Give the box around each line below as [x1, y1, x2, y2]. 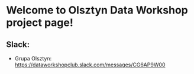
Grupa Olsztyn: [14, 55, 52, 62]
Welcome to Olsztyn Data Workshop [6, 4, 188, 17]
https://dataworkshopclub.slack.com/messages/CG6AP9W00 [14, 61, 166, 68]
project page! [6, 16, 74, 29]
